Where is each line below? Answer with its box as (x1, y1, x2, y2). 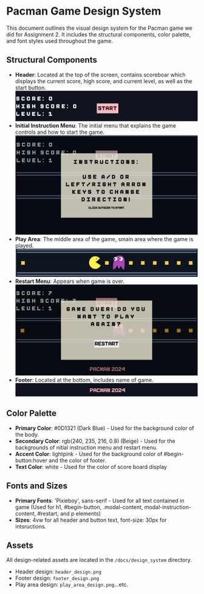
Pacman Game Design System (6, 4, 161, 18)
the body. (15, 431, 39, 438)
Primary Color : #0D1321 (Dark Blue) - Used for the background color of (15, 424, 194, 432)
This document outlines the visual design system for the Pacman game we (6, 24, 192, 32)
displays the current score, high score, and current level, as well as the (15, 77, 192, 84)
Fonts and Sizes (6, 481, 68, 491)
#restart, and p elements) (37, 510, 101, 517)
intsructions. (15, 522, 47, 530)
